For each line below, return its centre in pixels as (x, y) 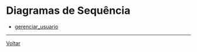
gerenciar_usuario (36, 27)
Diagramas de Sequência (68, 11)
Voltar (13, 43)
